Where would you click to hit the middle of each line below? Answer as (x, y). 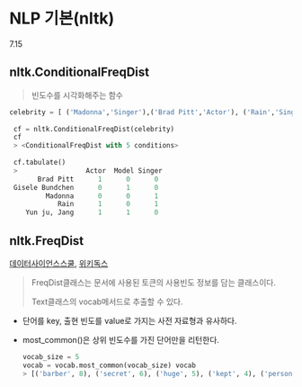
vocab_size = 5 (51, 356)
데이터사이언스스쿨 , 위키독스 (59, 263)
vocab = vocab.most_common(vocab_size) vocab (109, 365)
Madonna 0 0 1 (102, 196)
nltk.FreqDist (47, 241)
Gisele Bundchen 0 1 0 (86, 187)
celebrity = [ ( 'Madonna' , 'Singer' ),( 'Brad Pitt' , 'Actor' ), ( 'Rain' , (142, 112)
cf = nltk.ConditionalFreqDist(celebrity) (94, 129)
